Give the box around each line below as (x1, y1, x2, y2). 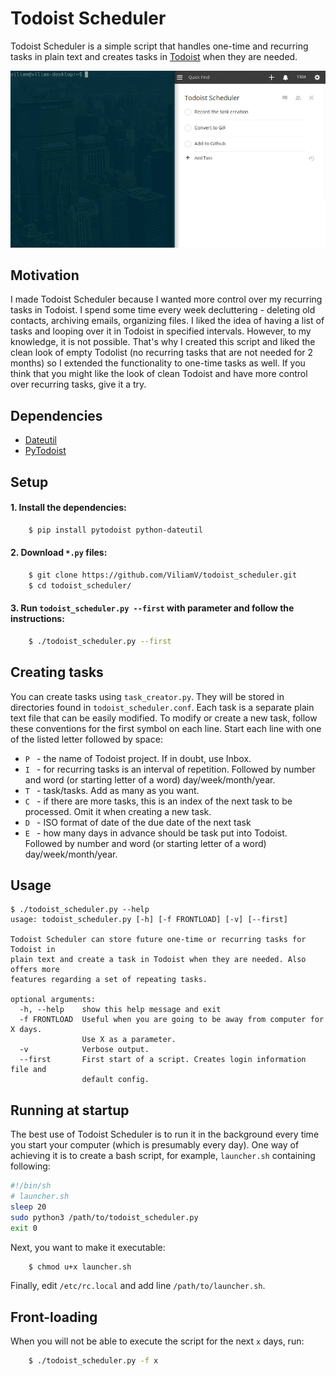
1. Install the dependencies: (10, 502, 127, 514)
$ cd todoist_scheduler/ (28, 580, 132, 591)
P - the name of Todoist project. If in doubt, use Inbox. (24, 752, 252, 764)
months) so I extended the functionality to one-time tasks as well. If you (10, 357, 306, 369)
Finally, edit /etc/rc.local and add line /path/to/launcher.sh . (10, 1280, 266, 1292)
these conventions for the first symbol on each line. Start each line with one (10, 722, 322, 734)
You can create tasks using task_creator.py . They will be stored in (10, 690, 285, 702)
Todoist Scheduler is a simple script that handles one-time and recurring (10, 40, 309, 52)
